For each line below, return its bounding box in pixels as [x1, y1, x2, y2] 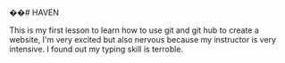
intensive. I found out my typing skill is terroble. [9, 43, 184, 54]
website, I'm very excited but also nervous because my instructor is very [9, 35, 277, 44]
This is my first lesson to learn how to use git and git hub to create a [9, 25, 259, 35]
